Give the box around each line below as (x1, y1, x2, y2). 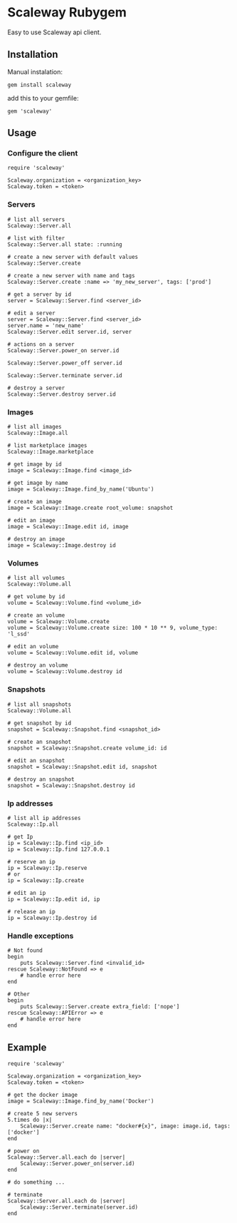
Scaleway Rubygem (7, 4, 127, 21)
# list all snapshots (7, 700, 72, 708)
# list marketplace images (7, 442, 88, 449)
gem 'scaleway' (7, 108, 53, 115)
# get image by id (7, 461, 62, 468)
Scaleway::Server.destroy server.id (7, 390, 116, 398)
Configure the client (7, 148, 78, 158)
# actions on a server (7, 340, 75, 348)
